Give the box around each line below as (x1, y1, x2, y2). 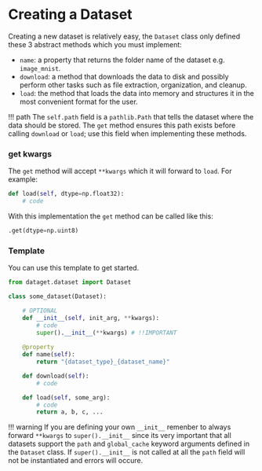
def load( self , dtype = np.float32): (8, 190, 125, 198)
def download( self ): (22, 372, 89, 380)
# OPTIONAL (22, 307, 58, 315)
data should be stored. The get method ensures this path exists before (8, 120, 236, 130)
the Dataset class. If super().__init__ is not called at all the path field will (8, 447, 246, 457)
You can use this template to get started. (8, 263, 140, 273)
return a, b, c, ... (36, 408, 104, 416)
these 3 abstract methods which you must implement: (8, 39, 182, 49)
